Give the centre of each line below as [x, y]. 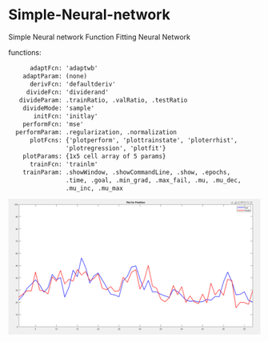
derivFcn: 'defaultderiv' [72, 84]
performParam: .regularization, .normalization [96, 132]
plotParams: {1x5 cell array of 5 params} [94, 156]
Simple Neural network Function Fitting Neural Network [99, 37]
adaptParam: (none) [55, 76]
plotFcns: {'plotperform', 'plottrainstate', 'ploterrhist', [134, 140]
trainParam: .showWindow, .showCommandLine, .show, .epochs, [126, 172]
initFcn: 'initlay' [66, 116]
